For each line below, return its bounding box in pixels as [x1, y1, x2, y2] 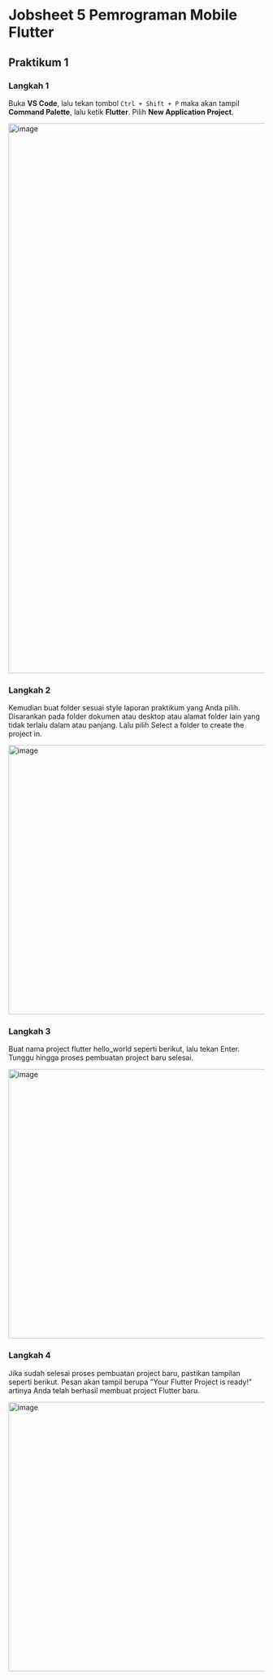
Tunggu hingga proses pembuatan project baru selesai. [8, 1053, 194, 1062]
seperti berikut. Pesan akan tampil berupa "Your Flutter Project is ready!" [8, 1377, 253, 1387]
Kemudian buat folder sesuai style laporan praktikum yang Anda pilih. [8, 703, 241, 713]
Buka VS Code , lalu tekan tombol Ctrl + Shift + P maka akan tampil [8, 98, 240, 108]
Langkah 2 [8, 684, 51, 696]
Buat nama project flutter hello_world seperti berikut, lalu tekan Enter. [8, 1045, 240, 1054]
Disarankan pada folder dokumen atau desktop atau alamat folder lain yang [8, 711, 260, 722]
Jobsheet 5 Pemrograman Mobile [8, 6, 238, 24]
